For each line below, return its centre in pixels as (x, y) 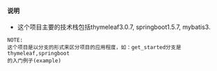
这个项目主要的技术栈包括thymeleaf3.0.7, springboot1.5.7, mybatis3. (114, 27)
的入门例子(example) (34, 61)
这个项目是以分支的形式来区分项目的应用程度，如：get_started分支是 (94, 48)
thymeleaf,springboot (39, 54)
